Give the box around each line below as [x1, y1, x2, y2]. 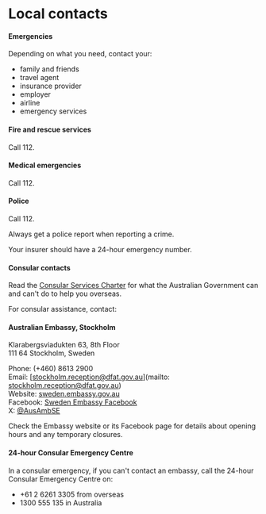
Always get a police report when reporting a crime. [8, 229, 175, 239]
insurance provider [19, 81, 82, 91]
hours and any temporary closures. [8, 430, 123, 439]
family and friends [19, 64, 79, 74]
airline [19, 98, 40, 108]
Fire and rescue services [8, 125, 91, 134]
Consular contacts [8, 263, 71, 272]
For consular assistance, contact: [8, 305, 118, 314]
